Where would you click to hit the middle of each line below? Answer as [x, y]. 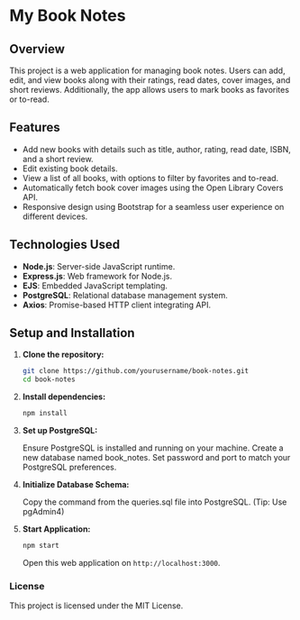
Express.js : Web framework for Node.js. [97, 276]
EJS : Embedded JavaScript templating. [95, 286]
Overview [37, 49]
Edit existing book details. [70, 169]
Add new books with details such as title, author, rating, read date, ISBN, [156, 149]
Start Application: [56, 529]
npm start [41, 546]
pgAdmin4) [43, 512]
